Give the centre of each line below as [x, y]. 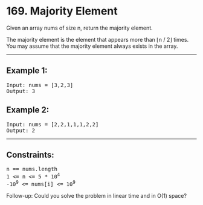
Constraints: [30, 155]
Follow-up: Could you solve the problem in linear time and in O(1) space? [97, 195]
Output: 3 [21, 91]
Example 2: [28, 110]
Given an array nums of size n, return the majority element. [79, 28]
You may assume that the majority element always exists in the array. [92, 46]
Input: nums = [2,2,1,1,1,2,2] [53, 124]
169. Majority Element [62, 11]
